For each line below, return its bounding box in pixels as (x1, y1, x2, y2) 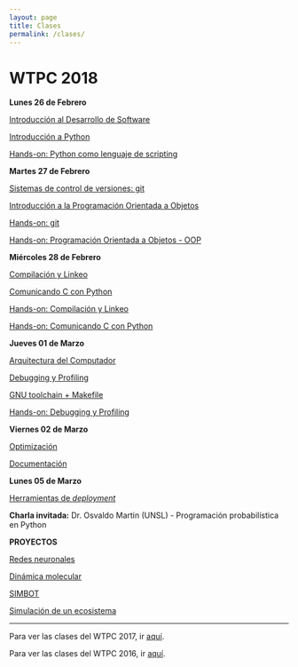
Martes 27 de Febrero (9, 166, 90, 177)
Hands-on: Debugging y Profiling (9, 407, 130, 417)
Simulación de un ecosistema (9, 606, 117, 616)
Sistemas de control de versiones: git (9, 183, 145, 194)
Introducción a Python (9, 131, 90, 142)
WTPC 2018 (9, 67, 99, 88)
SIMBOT (9, 588, 40, 600)
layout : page (9, 12, 58, 22)
